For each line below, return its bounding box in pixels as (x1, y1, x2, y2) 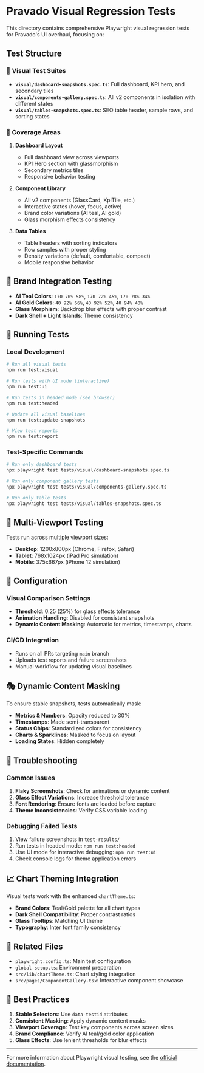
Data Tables (15, 227, 46, 235)
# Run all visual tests (6, 362, 67, 368)
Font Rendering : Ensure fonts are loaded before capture (15, 800, 157, 807)
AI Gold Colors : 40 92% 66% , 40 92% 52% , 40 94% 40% (15, 299, 144, 306)
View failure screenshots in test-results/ (15, 835, 120, 843)
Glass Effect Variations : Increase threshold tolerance (15, 794, 149, 801)
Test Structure (6, 49, 63, 59)
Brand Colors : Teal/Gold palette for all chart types (15, 904, 141, 912)
